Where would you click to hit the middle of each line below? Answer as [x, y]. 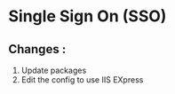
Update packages [54, 70]
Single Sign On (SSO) [87, 16]
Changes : [37, 49]
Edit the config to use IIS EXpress [82, 80]
